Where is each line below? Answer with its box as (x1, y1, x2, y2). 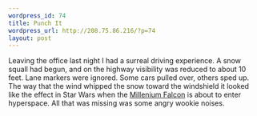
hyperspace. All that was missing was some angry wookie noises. (8, 98, 225, 108)
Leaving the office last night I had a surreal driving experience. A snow (8, 56, 242, 66)
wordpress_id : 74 (8, 11, 66, 20)
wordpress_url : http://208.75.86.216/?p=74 (8, 26, 156, 34)
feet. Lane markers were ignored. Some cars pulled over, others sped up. (8, 73, 250, 82)
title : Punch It (8, 19, 62, 27)
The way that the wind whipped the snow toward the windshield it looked (8, 82, 250, 91)
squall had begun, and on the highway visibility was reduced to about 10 (8, 65, 247, 74)
